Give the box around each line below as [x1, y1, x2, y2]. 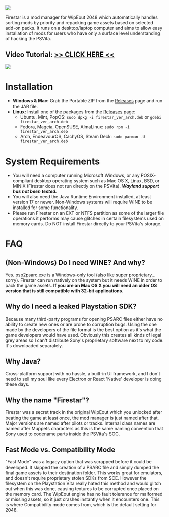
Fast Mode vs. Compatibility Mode [5, 445, 116, 454]
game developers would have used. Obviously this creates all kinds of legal [5, 332, 161, 338]
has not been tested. [12, 188, 57, 194]
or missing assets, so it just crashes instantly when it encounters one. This [5, 496, 160, 502]
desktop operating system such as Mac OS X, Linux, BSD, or [34, 177, 160, 184]
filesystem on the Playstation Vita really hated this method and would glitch [5, 480, 161, 486]
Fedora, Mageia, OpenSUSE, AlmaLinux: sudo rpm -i [20, 124, 130, 130]
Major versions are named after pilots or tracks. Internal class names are [5, 420, 156, 426]
